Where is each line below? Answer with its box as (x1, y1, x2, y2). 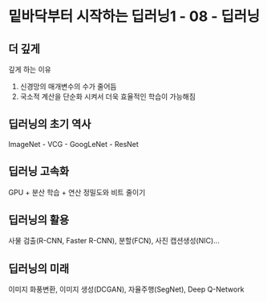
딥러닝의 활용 (8, 214, 70, 227)
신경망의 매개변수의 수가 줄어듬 (19, 82, 117, 91)
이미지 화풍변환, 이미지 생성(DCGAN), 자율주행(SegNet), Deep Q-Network (8, 284, 245, 294)
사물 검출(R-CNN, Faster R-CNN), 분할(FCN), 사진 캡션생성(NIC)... (8, 236, 220, 246)
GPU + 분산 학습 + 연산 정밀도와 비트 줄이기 (8, 187, 146, 197)
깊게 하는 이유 (8, 65, 52, 74)
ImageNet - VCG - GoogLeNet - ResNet (8, 139, 139, 149)
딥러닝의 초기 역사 (8, 117, 91, 131)
